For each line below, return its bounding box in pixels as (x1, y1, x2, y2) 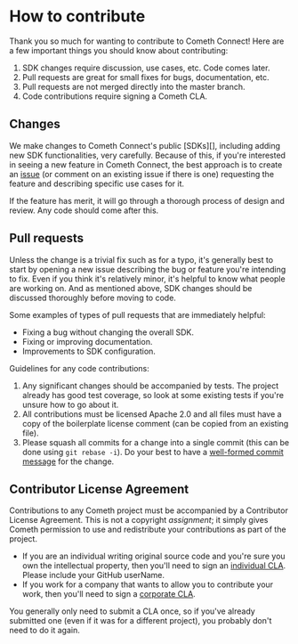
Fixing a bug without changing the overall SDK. (21, 327, 194, 338)
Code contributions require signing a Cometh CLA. (21, 91, 207, 102)
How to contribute (9, 6, 146, 27)
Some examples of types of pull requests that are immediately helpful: (9, 309, 266, 320)
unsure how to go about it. (21, 399, 119, 410)
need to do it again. (9, 625, 80, 636)
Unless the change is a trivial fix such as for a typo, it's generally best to (9, 254, 274, 265)
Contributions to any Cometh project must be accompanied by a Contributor (9, 505, 289, 516)
